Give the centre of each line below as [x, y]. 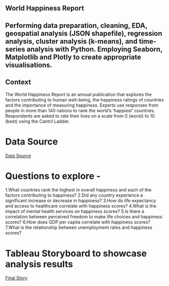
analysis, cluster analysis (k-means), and [71, 41]
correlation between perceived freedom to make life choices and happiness [84, 217]
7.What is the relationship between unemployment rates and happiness [79, 227]
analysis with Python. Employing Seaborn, [95, 49]
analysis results [39, 264]
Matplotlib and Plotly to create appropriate [73, 57]
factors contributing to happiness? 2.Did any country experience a [74, 195]
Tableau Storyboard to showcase [76, 253]
